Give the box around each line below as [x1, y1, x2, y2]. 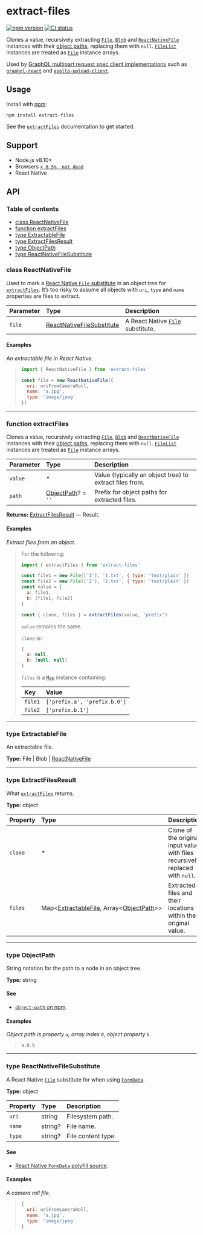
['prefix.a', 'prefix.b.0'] [45, 698, 127, 705]
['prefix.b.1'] [45, 707, 89, 714]
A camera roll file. [6, 1189, 51, 1196]
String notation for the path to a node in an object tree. [6, 964, 142, 972]
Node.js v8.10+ [14, 156, 53, 164]
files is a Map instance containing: [21, 674, 107, 681]
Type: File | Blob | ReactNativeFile [6, 755, 91, 763]
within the [168, 911, 196, 920]
